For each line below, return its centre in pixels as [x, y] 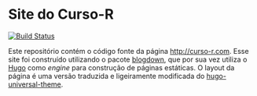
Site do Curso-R [61, 14]
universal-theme [35, 84]
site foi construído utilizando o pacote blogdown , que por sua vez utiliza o [128, 59]
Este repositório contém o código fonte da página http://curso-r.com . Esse [128, 51]
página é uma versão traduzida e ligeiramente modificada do [106, 76]
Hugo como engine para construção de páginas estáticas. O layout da [121, 67]
